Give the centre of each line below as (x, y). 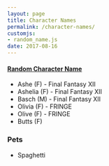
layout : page (26, 14)
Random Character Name (45, 69)
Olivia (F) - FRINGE (44, 106)
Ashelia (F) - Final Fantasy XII (60, 92)
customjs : (22, 33)
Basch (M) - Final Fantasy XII (59, 99)
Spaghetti (31, 155)
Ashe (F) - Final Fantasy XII (56, 84)
